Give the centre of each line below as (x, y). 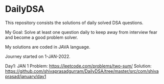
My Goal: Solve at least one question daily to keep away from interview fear (81, 32)
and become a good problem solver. (42, 37)
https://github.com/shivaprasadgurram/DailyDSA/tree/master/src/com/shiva (82, 71)
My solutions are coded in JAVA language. (48, 47)
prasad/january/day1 (26, 76)
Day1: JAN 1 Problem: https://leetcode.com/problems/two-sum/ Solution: (78, 66)
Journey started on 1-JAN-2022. (38, 56)
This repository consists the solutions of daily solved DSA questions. (74, 23)
